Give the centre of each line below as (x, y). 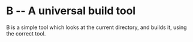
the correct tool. (26, 33)
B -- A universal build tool (71, 11)
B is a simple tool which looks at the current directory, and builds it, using (96, 27)
